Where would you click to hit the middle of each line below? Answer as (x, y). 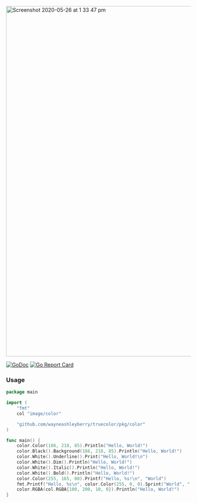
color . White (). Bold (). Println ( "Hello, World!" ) (76, 473)
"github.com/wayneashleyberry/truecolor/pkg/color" (81, 424)
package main (22, 392)
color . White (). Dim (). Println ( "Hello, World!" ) (74, 462)
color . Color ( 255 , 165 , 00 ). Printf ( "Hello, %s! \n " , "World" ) (91, 478)
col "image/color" (39, 414)
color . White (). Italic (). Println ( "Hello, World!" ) (79, 467)
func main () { (23, 440)
